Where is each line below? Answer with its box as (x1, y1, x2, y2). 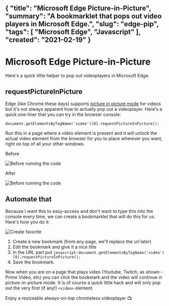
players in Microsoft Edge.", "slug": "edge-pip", (5, 20, 159, 28)
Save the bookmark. (12, 259, 55, 265)
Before (5, 151, 19, 157)
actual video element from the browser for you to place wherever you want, (5, 136, 163, 142)
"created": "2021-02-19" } (5, 35, 91, 45)
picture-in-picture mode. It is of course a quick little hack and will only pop (5, 279, 161, 285)
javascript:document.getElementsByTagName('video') (53, 250, 164, 255)
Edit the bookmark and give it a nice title (12, 244, 97, 250)
